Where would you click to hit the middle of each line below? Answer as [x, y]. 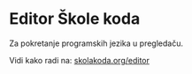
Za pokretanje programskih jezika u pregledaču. [96, 43]
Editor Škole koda [75, 19]
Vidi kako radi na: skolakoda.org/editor [80, 60]
